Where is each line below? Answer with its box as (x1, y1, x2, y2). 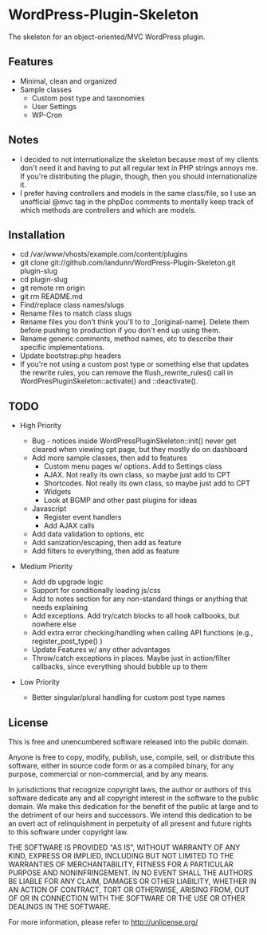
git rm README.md (19, 292, 84, 301)
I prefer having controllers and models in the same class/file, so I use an (19, 188, 257, 198)
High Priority (19, 421, 62, 430)
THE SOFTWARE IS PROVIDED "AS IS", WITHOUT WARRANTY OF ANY (8, 843, 241, 852)
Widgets (43, 487, 72, 497)
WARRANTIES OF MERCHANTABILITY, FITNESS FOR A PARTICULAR (8, 859, 234, 869)
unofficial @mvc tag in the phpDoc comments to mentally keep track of (19, 197, 253, 206)
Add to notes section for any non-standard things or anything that (31, 594, 248, 603)
